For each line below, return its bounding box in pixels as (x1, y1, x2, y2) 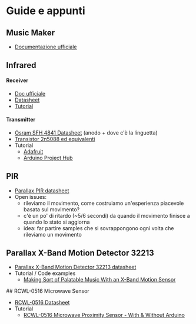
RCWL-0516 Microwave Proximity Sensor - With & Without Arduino (23, 312, 185, 319)
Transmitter (6, 116, 36, 123)
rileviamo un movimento (23, 231, 82, 238)
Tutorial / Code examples (14, 270, 76, 277)
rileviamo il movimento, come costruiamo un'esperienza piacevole (23, 199, 184, 207)
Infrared (6, 60, 36, 70)
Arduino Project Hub (23, 154, 73, 161)
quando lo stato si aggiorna (23, 218, 90, 225)
